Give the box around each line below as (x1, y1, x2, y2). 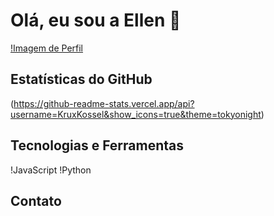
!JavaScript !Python (10, 164, 92, 176)
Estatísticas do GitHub (10, 71, 153, 88)
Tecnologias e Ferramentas (10, 137, 185, 154)
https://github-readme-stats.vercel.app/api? (13, 97, 195, 109)
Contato (10, 192, 62, 209)
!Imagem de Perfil (10, 42, 84, 54)
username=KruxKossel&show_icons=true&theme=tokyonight (10, 108, 262, 120)
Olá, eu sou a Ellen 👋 (10, 9, 182, 32)
